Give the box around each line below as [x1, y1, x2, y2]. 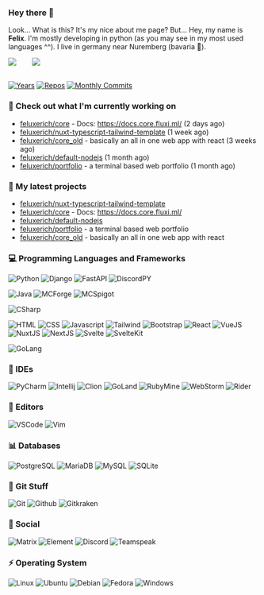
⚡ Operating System [8, 557, 87, 568]
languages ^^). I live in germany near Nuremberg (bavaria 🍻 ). [8, 42, 206, 52]
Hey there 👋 [8, 7, 54, 18]
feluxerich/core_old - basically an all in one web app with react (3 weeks [19, 135, 257, 145]
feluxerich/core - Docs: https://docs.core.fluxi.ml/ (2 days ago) [19, 118, 225, 128]
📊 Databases [8, 440, 61, 451]
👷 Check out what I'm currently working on [8, 101, 177, 112]
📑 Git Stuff [8, 481, 49, 492]
